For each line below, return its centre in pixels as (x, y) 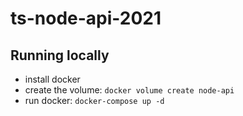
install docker (52, 79)
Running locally (60, 55)
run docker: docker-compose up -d (94, 100)
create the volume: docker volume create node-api (129, 90)
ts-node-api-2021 (86, 18)
